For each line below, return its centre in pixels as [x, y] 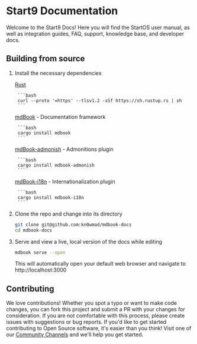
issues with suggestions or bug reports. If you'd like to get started [86, 322]
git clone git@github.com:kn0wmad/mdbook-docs [73, 225]
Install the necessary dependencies [58, 73]
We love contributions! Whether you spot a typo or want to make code [92, 303]
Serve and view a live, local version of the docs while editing [88, 241]
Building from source [46, 59]
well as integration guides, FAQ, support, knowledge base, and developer [95, 33]
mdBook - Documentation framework [60, 116]
